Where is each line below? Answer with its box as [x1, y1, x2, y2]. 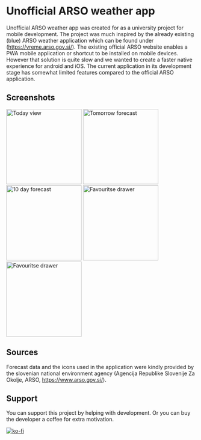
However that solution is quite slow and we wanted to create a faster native [6, 56, 193, 63]
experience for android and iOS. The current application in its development [6, 62, 191, 70]
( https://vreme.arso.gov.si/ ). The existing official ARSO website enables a [6, 43, 188, 50]
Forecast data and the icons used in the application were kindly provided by [6, 363, 194, 370]
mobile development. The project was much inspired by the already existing [6, 30, 194, 37]
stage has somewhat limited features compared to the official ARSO [6, 69, 175, 76]
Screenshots [6, 93, 55, 103]
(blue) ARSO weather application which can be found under [6, 37, 154, 44]
